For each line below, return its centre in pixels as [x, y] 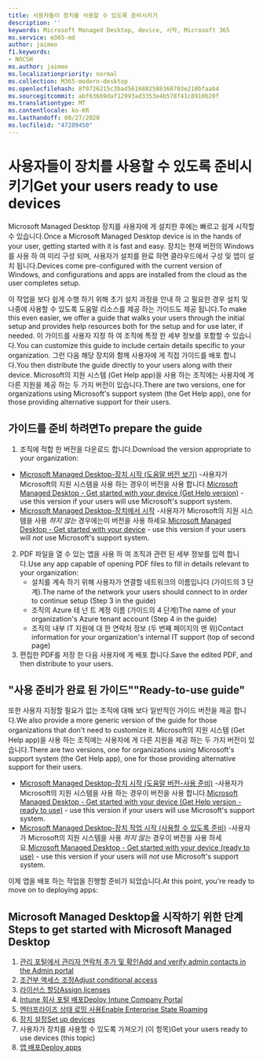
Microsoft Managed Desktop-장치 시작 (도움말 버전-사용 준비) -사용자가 [131, 783]
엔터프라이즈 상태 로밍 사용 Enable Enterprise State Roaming [113, 1010]
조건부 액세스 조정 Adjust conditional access [88, 980]
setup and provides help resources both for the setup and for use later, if [126, 326]
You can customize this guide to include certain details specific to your [131, 345]
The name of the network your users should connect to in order [145, 592]
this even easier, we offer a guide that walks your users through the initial [126, 318]
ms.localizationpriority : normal [63, 74]
